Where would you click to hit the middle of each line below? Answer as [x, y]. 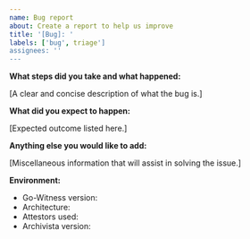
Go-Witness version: [60, 198]
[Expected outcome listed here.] [68, 128]
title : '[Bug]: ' [42, 34]
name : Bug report [42, 17]
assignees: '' [36, 51]
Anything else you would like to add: [78, 146]
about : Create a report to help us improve [92, 26]
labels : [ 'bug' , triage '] [57, 43]
